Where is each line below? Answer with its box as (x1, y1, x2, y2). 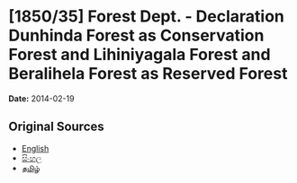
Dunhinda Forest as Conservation (8, 25, 265, 46)
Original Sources (8, 119, 104, 135)
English (21, 143, 49, 153)
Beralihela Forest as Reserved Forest (8, 64, 288, 84)
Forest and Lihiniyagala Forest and (8, 45, 271, 65)
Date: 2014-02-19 (8, 92, 75, 104)
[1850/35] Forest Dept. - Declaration (8, 6, 285, 27)
